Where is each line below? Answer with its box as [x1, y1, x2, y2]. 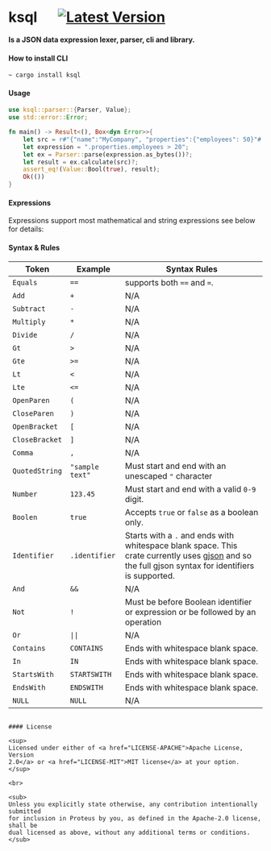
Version [8, 750, 35, 759]
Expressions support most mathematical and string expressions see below [8, 216, 256, 226]
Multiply [12, 317, 46, 326]
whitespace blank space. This [124, 540, 238, 551]
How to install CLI [8, 53, 69, 63]
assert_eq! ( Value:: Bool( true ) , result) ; [23, 165, 161, 173]
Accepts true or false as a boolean [124, 506, 259, 517]
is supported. [124, 570, 175, 581]
